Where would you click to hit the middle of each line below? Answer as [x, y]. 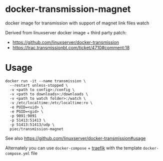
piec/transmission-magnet [37, 129]
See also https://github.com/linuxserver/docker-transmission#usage [75, 138]
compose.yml [17, 154]
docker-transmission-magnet [68, 9]
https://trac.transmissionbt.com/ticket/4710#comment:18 [71, 47]
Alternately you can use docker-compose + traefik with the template [73, 148]
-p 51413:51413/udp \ [32, 125]
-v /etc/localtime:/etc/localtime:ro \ [51, 103]
